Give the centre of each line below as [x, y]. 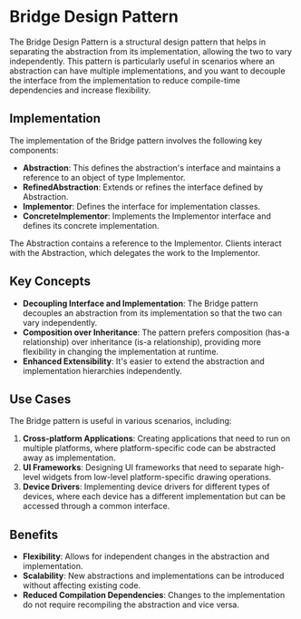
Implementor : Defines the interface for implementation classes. [141, 206]
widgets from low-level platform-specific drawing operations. [157, 477]
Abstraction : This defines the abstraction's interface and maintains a [151, 167]
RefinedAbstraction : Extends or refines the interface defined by [143, 187]
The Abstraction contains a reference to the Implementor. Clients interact [146, 243]
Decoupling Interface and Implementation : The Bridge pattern [140, 303]
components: [34, 150]
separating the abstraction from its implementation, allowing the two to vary [151, 51]
